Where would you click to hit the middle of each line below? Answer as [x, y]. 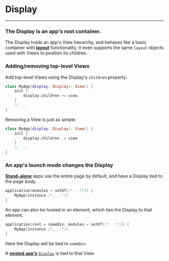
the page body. [21, 181]
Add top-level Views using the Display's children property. [66, 77]
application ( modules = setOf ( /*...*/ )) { [49, 191]
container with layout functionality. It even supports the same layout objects [84, 48]
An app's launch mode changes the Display [59, 165]
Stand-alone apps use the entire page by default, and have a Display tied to [84, 176]
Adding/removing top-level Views [47, 66]
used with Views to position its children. [47, 53]
